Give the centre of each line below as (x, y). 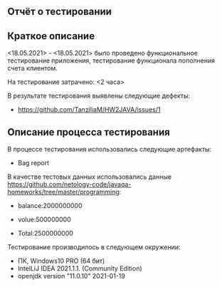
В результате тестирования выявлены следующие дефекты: (99, 96)
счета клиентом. (33, 68)
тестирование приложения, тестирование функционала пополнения (111, 61)
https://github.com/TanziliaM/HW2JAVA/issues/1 (89, 110)
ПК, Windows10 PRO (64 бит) (61, 261)
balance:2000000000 (50, 206)
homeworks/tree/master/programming (63, 192)
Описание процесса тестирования (89, 132)
